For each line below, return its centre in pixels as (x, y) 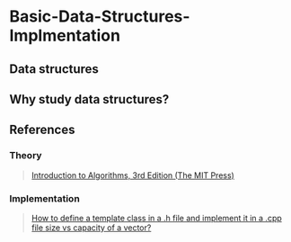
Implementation (45, 198)
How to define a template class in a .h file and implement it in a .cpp (157, 218)
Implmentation (65, 36)
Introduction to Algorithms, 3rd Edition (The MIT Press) (133, 175)
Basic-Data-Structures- (100, 17)
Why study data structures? (89, 99)
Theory (26, 156)
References (42, 130)
